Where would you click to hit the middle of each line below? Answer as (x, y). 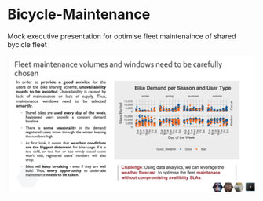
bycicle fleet (27, 44)
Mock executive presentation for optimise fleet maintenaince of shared (122, 36)
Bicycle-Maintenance (79, 15)
